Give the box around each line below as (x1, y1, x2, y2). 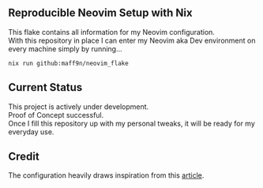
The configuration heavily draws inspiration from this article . (8, 171, 205, 180)
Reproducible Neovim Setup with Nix (8, 6, 193, 20)
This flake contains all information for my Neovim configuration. (8, 27, 216, 36)
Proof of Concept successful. (8, 110, 104, 119)
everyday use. (8, 126, 54, 137)
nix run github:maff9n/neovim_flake (8, 59, 129, 67)
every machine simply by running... (8, 43, 122, 54)
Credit (8, 150, 39, 164)
